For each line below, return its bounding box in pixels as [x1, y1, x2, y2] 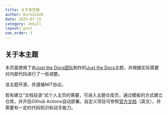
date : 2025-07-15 [5, 16, 42, 21]
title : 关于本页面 [5, 7, 40, 12]
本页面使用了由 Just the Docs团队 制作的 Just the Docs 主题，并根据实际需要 [5, 64, 159, 70]
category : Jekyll [5, 21, 42, 26]
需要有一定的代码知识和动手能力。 [5, 104, 76, 110]
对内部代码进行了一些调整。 [5, 70, 63, 76]
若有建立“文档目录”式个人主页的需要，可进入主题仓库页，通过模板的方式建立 [5, 92, 163, 98]
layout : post [5, 26, 33, 31]
